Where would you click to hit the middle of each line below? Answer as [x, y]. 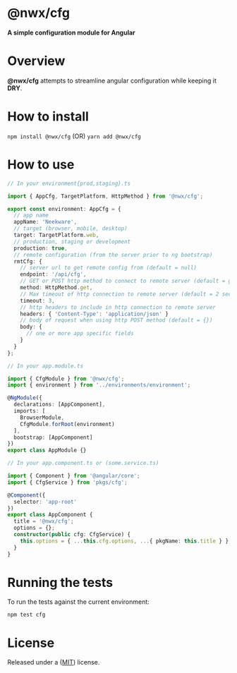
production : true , [41, 248]
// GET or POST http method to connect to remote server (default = [123, 281]
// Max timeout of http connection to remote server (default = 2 [120, 294]
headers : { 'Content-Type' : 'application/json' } [95, 314]
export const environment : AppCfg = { [64, 209]
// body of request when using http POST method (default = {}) [116, 320]
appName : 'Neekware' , [45, 222]
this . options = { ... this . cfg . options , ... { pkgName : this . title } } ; [126, 541]
